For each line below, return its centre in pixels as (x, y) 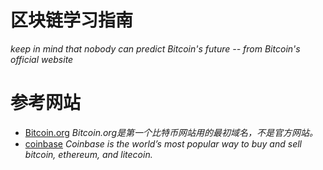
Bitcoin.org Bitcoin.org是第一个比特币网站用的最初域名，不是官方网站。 (171, 132)
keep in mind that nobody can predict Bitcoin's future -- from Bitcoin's (155, 48)
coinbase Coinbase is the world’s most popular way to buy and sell (163, 143)
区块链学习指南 (72, 20)
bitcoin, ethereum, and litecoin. (88, 154)
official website (42, 59)
